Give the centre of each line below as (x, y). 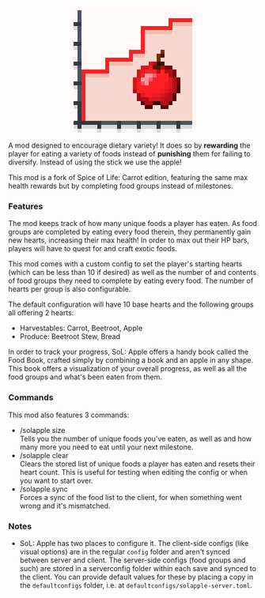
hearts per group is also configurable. (70, 289)
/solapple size (42, 430)
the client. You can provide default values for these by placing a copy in (136, 577)
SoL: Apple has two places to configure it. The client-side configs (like (134, 543)
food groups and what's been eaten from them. (85, 377)
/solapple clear (44, 455)
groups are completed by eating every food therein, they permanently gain (130, 232)
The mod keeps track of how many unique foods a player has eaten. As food (133, 224)
